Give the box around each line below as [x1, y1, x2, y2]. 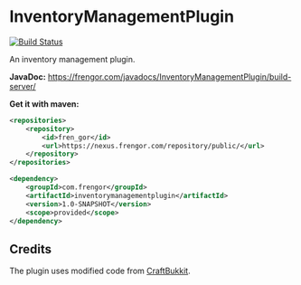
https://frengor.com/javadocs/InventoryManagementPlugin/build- [48, 71, 292, 82]
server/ [9, 81, 36, 91]
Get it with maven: [9, 98, 80, 109]
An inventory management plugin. [9, 53, 136, 64]
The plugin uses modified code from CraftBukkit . [9, 265, 192, 277]
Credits [9, 242, 52, 257]
